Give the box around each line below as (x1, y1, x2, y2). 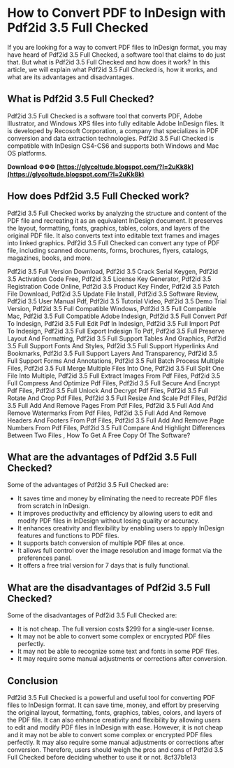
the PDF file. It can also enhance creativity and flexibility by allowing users (7, 716, 221, 724)
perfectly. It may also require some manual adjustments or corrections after (7, 738, 224, 746)
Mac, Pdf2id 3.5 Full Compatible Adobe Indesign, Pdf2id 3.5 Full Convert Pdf (7, 312, 228, 320)
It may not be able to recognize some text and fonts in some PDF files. (17, 647, 220, 656)
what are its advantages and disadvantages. (7, 72, 135, 81)
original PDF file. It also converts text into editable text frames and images (7, 231, 220, 240)
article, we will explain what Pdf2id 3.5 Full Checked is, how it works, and (7, 65, 218, 74)
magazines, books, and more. (7, 254, 93, 262)
